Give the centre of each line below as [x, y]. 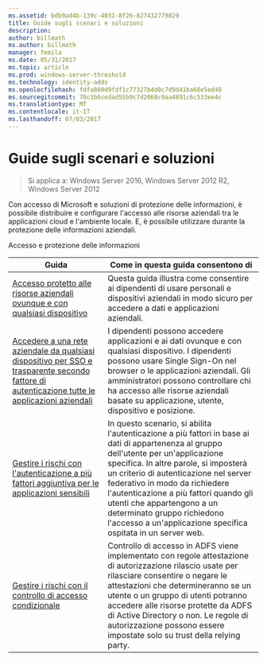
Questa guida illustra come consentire [178, 278]
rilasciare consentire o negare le [167, 575]
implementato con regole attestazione [178, 555]
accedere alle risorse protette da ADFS [180, 605]
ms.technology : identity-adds [58, 82]
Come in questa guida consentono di [181, 265]
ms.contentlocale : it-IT [49, 112]
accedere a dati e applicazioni [163, 308]
